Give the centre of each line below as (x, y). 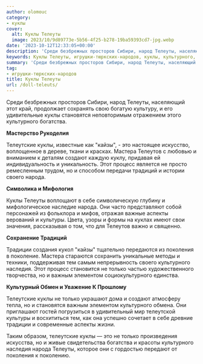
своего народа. (26, 177)
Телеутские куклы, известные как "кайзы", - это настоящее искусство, (98, 145)
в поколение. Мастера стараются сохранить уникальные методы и (93, 256)
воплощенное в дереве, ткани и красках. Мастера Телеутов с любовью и (101, 151)
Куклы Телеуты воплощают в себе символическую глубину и (86, 200)
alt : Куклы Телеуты (36, 34)
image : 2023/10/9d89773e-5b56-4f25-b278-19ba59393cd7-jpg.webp (93, 40)
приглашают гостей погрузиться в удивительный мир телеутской (91, 311)
